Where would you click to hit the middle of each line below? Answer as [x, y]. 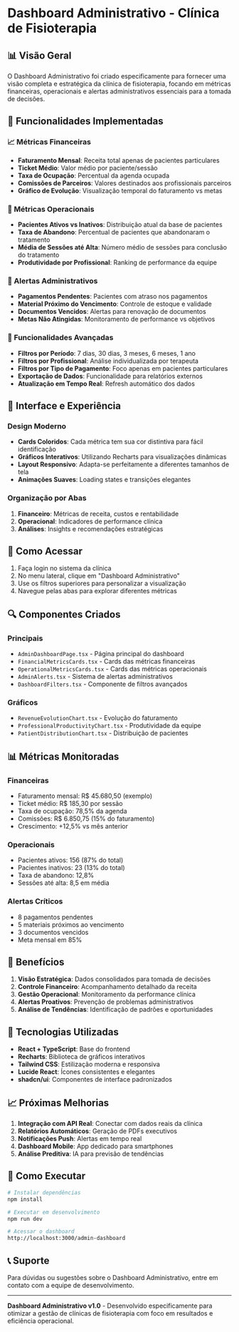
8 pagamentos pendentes [55, 917]
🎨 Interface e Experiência [64, 405]
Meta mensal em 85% [50, 940]
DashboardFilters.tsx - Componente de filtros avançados [102, 684]
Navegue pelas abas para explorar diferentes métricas [97, 591]
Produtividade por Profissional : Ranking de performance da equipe [117, 262]
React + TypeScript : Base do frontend [74, 1049]
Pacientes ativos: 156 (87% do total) [70, 860]
